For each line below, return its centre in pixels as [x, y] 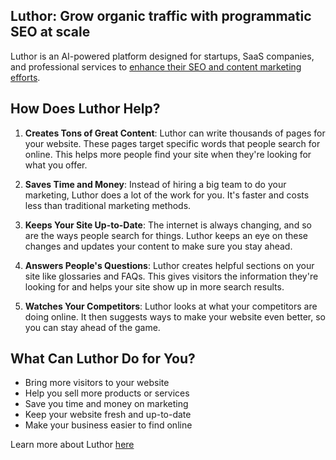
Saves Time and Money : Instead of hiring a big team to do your [155, 184]
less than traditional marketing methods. [108, 205]
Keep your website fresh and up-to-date [108, 415]
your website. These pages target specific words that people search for [172, 143]
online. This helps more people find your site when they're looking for [168, 154]
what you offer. [56, 165]
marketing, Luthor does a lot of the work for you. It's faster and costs [167, 195]
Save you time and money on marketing [106, 404]
